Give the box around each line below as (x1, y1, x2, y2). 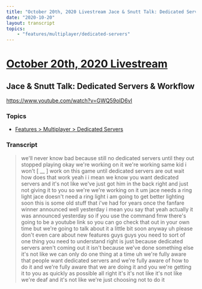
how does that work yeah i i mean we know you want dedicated (20, 173, 179, 181)
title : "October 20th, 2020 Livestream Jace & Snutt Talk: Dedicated (6, 8, 185, 15)
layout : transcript (6, 20, 55, 26)
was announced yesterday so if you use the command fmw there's (20, 212, 186, 219)
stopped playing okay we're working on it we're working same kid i (20, 161, 187, 168)
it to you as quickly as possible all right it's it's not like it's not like (20, 269, 182, 277)
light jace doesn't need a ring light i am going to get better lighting (20, 193, 185, 200)
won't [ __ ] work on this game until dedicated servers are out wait (20, 167, 185, 175)
